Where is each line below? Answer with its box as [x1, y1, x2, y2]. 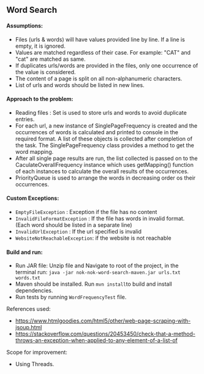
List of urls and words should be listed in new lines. [15, 81, 145, 88]
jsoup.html [15, 324, 42, 331]
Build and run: [6, 248, 43, 256]
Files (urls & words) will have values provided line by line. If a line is [15, 36, 185, 43]
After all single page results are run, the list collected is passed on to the [15, 155, 198, 162]
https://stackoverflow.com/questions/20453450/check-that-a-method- [15, 330, 196, 338]
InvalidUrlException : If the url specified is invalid [15, 228, 142, 235]
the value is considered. [15, 68, 76, 75]
